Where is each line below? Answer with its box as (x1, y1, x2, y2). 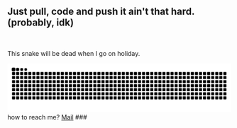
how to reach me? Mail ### (7, 112, 87, 121)
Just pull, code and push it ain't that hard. (7, 6, 195, 18)
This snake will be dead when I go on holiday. (7, 49, 140, 57)
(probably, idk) (7, 17, 75, 29)
